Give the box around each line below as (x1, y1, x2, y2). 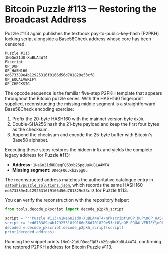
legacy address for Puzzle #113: (5, 152, 70, 158)
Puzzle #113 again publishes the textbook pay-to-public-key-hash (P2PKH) (5, 30, 159, 36)
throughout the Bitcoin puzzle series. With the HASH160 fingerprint (5, 95, 143, 101)
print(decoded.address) (5, 230, 55, 235)
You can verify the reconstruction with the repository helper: (5, 197, 130, 203)
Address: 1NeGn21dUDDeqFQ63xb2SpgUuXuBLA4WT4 (12, 161, 109, 168)
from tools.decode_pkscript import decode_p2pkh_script (5, 206, 124, 212)
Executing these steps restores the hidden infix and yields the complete (5, 146, 152, 153)
